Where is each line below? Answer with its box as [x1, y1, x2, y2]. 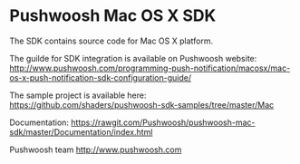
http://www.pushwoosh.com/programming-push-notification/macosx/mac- [9, 63, 291, 73]
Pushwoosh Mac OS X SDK [9, 5, 217, 26]
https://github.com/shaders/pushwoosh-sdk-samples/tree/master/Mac [9, 99, 275, 110]
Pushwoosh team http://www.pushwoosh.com [9, 144, 182, 155]
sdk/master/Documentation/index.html [9, 126, 153, 137]
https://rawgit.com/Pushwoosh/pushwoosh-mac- [71, 117, 256, 128]
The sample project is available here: [9, 90, 147, 101]
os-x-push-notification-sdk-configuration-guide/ [9, 72, 192, 82]
